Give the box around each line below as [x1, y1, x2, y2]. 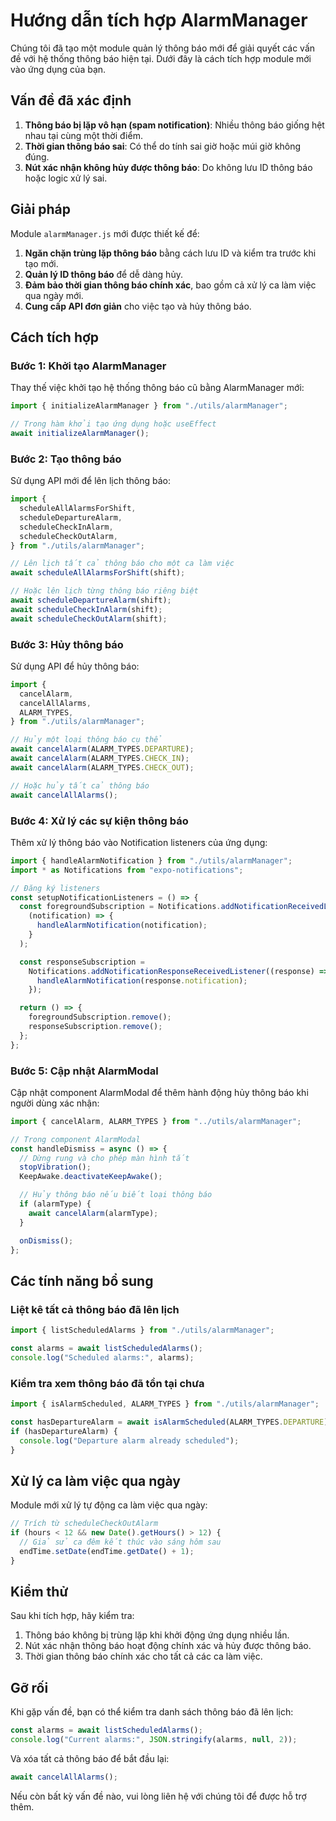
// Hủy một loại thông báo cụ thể [10, 735, 163, 745]
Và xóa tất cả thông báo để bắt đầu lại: [10, 1752, 170, 1764]
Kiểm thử [10, 1584, 69, 1600]
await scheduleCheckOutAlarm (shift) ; [10, 614, 168, 624]
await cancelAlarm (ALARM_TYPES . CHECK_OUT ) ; [10, 762, 195, 773]
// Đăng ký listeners [10, 883, 101, 893]
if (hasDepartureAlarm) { [10, 1426, 118, 1436]
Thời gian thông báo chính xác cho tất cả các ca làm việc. [24, 1650, 263, 1663]
